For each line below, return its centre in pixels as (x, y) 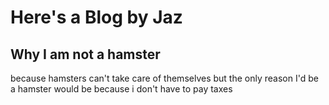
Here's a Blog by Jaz (96, 17)
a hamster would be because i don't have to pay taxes (121, 89)
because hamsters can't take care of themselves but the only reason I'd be (164, 78)
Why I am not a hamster (85, 54)
